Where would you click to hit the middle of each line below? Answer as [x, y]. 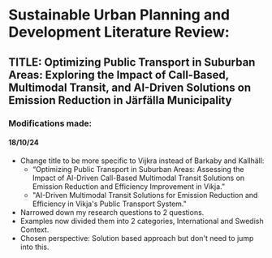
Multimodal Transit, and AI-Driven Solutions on [130, 87]
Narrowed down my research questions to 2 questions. [112, 212]
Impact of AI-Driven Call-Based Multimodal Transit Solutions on [138, 178]
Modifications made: [50, 123]
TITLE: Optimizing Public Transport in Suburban [132, 62]
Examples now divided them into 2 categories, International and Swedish [142, 221]
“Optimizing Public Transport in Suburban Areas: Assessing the [138, 169]
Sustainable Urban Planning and [119, 15]
